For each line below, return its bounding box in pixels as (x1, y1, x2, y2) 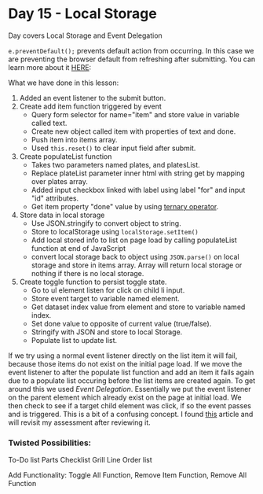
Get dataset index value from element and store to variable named (31, 302, 246, 312)
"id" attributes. (31, 194, 79, 203)
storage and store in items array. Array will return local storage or (31, 260, 243, 270)
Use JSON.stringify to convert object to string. (31, 218, 182, 228)
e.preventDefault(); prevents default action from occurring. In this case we (8, 46, 254, 55)
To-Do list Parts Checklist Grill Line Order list (8, 455, 153, 465)
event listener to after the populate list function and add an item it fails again (8, 367, 254, 377)
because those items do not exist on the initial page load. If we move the (8, 359, 243, 368)
